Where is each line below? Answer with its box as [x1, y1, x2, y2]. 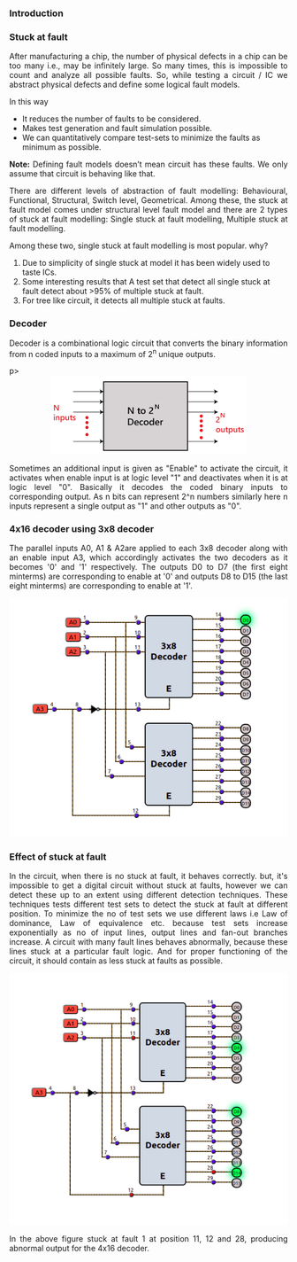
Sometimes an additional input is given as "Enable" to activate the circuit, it [9, 464, 288, 474]
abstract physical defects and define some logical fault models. [9, 79, 240, 90]
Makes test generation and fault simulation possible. [21, 123, 212, 134]
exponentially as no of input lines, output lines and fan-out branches [9, 927, 288, 938]
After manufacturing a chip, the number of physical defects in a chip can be [9, 51, 288, 62]
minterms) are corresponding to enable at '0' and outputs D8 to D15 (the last [9, 571, 288, 582]
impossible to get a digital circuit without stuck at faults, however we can [9, 880, 288, 891]
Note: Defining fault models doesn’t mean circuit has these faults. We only [9, 159, 288, 170]
